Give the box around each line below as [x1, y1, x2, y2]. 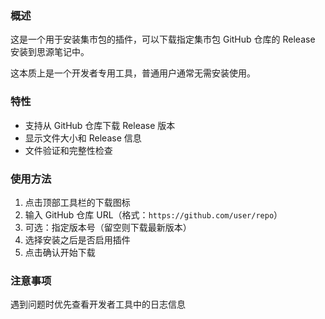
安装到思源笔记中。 [10, 46, 90, 58]
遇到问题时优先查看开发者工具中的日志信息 [10, 298, 186, 311]
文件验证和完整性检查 [24, 144, 113, 156]
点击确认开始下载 [24, 246, 96, 258]
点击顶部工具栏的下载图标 [24, 196, 131, 208]
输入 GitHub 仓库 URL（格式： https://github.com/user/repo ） [24, 208, 283, 221]
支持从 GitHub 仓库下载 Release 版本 [24, 119, 176, 131]
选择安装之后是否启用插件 [24, 233, 131, 246]
